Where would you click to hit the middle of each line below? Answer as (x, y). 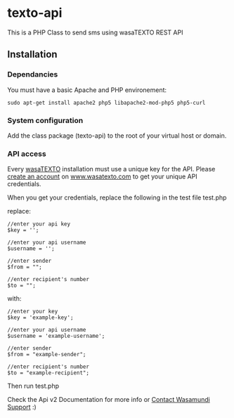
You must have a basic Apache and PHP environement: (87, 90)
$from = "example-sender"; (47, 355)
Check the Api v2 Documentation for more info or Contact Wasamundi (109, 400)
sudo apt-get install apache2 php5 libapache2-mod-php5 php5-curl (106, 103)
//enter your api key (39, 224)
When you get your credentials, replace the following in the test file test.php (117, 197)
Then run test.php (33, 386)
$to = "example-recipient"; (48, 373)
